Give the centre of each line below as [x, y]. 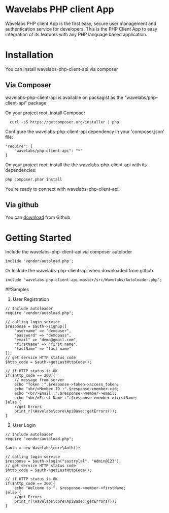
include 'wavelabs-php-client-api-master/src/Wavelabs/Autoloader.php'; [84, 280]
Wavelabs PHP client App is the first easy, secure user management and [81, 23]
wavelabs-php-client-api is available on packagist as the [64, 97]
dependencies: [21, 170]
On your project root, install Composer [45, 113]
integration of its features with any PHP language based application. [76, 34]
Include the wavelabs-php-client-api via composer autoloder [69, 252]
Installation [29, 55]
